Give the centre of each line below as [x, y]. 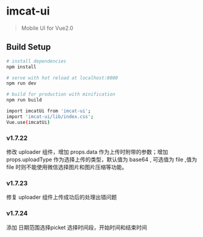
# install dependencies [36, 61]
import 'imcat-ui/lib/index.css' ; [50, 117]
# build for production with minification [61, 94]
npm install [21, 67]
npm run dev [21, 83]
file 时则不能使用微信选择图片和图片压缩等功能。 [67, 167]
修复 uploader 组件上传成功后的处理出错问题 [62, 197]
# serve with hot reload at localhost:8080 [62, 78]
